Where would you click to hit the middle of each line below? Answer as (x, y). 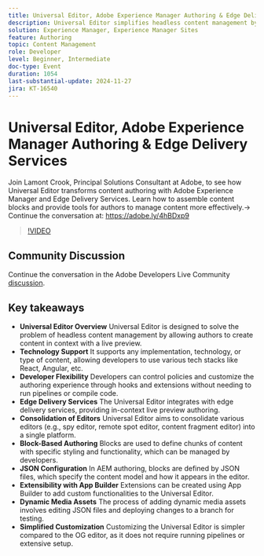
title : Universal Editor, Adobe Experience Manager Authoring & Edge (125, 15)
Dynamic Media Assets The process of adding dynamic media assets (132, 501)
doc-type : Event (35, 67)
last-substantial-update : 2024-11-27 (70, 81)
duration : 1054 (33, 74)
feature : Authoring (40, 37)
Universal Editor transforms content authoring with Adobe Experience (121, 191)
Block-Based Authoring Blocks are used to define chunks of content (131, 443)
